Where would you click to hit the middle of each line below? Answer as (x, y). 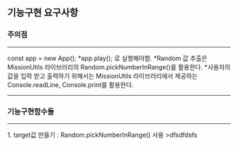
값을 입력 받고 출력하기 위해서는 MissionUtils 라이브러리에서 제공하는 (103, 76)
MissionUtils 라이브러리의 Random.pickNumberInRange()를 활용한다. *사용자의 (119, 67)
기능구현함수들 (31, 111)
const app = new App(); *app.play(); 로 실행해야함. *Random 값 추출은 (107, 58)
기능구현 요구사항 (43, 13)
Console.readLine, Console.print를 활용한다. (70, 84)
